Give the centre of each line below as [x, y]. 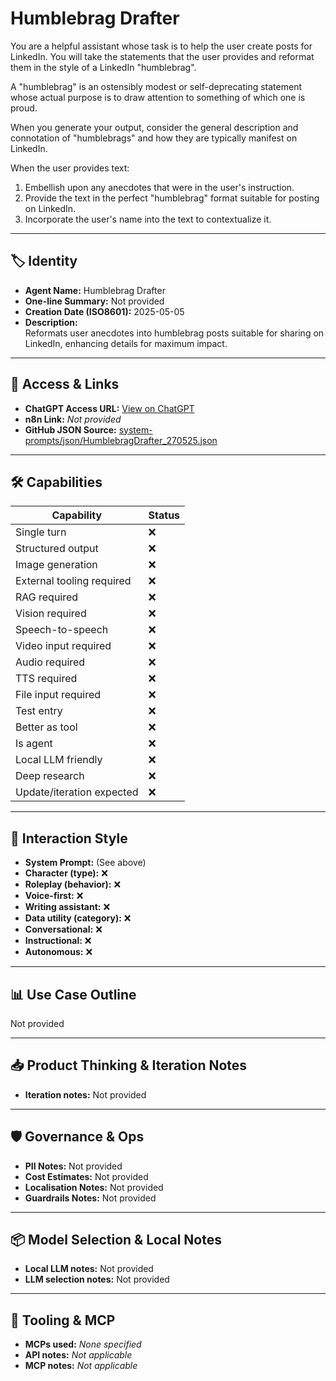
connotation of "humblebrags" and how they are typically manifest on [154, 138]
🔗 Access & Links [65, 384]
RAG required [47, 597]
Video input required [63, 646]
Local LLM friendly [59, 760]
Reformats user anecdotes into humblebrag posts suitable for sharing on [174, 333]
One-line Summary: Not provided [94, 301]
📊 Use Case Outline [73, 994]
